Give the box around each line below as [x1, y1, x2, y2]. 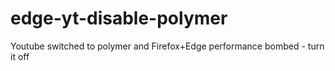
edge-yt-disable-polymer [10, 7, 228, 30]
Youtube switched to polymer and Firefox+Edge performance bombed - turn [10, 40, 325, 52]
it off [10, 50, 30, 62]
